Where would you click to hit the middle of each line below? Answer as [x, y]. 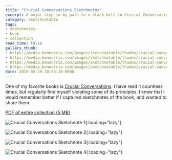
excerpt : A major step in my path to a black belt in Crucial [73, 15]
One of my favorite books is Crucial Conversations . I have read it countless [84, 86]
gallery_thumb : [21, 48]
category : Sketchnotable [32, 19]
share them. [18, 102]
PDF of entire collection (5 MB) [38, 112]
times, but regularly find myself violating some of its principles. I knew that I [85, 92]
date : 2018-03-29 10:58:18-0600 [40, 72]
